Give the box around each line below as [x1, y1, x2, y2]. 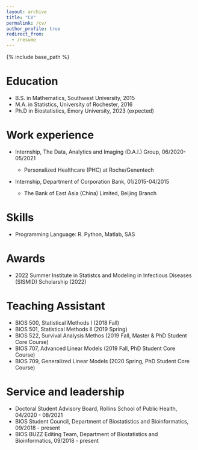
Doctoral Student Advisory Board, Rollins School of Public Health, [14, 405, 178, 412]
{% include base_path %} [6, 54, 70, 60]
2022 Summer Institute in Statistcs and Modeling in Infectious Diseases [14, 272, 192, 279]
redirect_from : [6, 31, 45, 37]
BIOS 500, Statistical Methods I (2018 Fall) [14, 319, 120, 326]
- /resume [11, 37, 36, 43]
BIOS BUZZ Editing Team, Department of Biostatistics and [14, 430, 158, 437]
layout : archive [6, 8, 47, 15]
